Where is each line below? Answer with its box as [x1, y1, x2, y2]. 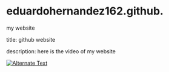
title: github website [6, 36, 56, 43]
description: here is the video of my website [6, 47, 116, 55]
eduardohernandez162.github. [6, 4, 164, 18]
